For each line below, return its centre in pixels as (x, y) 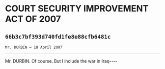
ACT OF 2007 (33, 19)
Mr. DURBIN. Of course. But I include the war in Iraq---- (61, 61)
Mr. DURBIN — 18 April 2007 (34, 47)
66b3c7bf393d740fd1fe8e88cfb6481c (58, 36)
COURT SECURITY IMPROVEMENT (77, 9)
